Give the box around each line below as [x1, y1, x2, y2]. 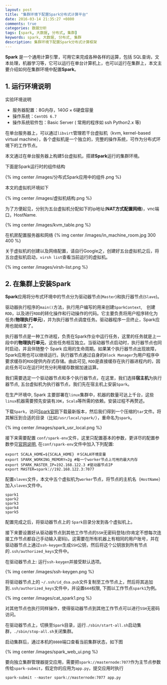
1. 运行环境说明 [5, 82, 51, 91]
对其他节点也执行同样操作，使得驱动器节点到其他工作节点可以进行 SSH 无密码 [5, 606, 160, 611]
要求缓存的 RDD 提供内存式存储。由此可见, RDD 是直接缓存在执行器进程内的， [5, 358, 156, 364]
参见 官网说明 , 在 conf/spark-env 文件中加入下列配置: [9, 441, 114, 447]
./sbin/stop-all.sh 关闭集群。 [14, 628, 76, 634]
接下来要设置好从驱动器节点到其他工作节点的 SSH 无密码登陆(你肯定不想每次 [5, 530, 158, 535]
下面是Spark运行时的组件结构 [5, 163, 66, 169]
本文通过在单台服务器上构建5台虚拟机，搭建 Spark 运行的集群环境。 [5, 152, 143, 159]
